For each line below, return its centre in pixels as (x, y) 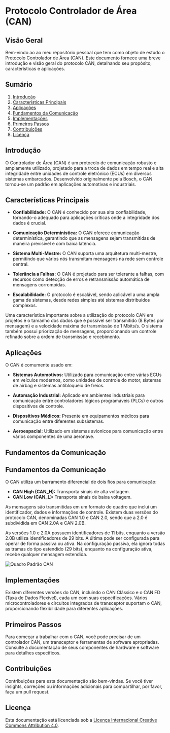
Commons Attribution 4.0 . (32, 725)
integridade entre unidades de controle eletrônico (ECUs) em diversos (79, 173)
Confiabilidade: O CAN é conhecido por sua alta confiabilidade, (79, 212)
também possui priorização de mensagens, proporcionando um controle (81, 332)
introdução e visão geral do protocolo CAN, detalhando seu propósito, (79, 63)
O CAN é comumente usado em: (39, 365)
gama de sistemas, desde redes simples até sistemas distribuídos (81, 300)
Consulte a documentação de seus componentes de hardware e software (82, 648)
